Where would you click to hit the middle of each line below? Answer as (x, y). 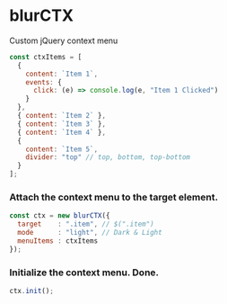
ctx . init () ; (31, 291)
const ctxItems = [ (46, 57)
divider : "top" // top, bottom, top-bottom (108, 157)
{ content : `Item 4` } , (61, 132)
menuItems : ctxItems (58, 241)
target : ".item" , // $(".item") (86, 224)
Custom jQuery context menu (64, 40)
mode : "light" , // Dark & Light (90, 233)
